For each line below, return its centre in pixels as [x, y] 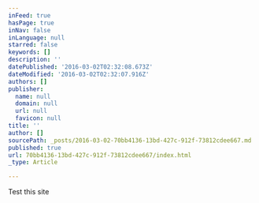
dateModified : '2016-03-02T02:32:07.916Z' [79, 74]
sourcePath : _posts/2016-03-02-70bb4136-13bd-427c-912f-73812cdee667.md [130, 140]
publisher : [26, 89]
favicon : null [38, 118]
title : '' [24, 126]
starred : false [33, 45]
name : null [33, 96]
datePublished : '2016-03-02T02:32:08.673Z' [81, 67]
